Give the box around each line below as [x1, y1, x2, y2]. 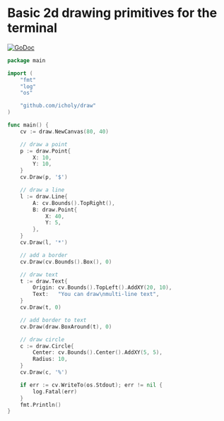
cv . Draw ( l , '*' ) [20, 239, 69, 247]
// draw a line [20, 186, 65, 194]
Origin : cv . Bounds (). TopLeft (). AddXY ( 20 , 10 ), [33, 284, 172, 291]
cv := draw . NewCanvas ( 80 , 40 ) [20, 128, 110, 135]
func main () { [7, 121, 49, 129]
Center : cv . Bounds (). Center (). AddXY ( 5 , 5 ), [33, 349, 163, 356]
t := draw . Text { [20, 278, 69, 285]
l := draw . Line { [20, 193, 69, 200]
